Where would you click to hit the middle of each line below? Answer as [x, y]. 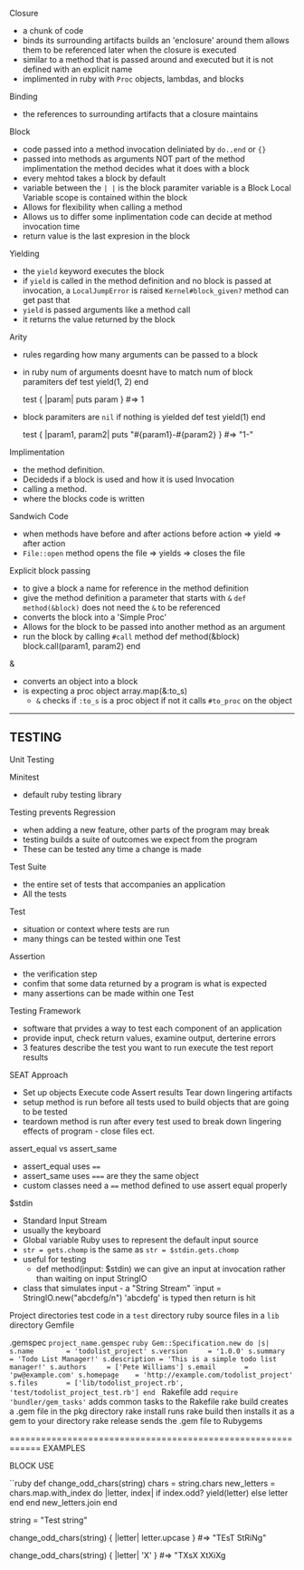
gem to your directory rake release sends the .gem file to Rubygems [136, 1420]
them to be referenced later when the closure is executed [129, 50]
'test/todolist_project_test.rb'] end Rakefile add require [124, 1391]
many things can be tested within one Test [101, 938]
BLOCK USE [32, 1466]
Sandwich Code [39, 516]
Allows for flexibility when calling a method [102, 207]
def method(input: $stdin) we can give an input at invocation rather [161, 1269]
